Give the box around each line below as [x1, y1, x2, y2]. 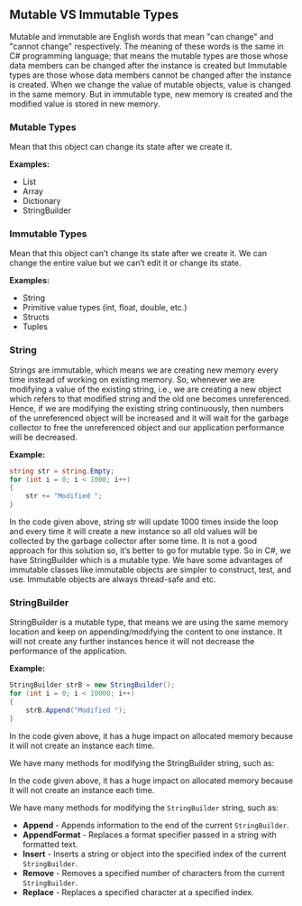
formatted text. [22, 838, 78, 849]
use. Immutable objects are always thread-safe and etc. [9, 574, 216, 585]
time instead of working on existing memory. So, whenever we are [9, 374, 255, 384]
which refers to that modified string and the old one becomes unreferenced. [9, 393, 291, 404]
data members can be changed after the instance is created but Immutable [9, 60, 288, 70]
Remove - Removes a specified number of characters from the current [22, 867, 286, 878]
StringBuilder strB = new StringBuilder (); [9, 680, 176, 689]
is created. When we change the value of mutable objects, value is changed [9, 79, 291, 89]
